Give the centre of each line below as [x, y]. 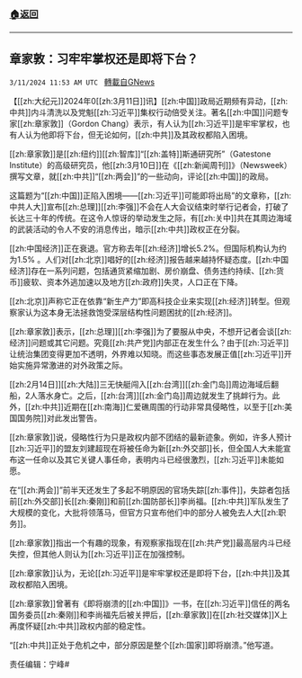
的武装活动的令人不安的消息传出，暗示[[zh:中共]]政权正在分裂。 [127, 229]
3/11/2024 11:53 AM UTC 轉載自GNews [82, 82]
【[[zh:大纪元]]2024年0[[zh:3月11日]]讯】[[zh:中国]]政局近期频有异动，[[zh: [149, 102]
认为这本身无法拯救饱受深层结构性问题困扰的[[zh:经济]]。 [131, 313]
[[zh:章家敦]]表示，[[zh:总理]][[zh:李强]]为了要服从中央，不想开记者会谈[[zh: [151, 332]
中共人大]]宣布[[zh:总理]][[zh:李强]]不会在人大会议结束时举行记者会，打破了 [149, 207]
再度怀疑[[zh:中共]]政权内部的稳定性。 [80, 626]
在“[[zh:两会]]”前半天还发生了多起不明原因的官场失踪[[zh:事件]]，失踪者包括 [150, 490]
